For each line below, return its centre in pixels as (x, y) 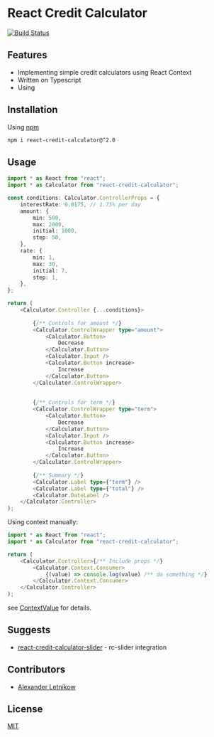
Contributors (36, 670)
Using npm (23, 127)
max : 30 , (46, 264)
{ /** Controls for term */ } (74, 403)
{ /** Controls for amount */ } (77, 323)
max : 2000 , (49, 224)
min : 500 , (47, 218)
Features (27, 55)
